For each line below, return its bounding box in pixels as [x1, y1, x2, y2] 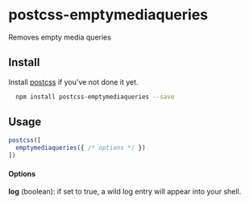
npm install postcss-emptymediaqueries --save [15, 93, 175, 101]
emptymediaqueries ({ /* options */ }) [15, 144, 147, 152]
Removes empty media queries [8, 32, 111, 42]
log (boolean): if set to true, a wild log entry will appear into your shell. [8, 187, 242, 197]
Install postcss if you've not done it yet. [8, 77, 139, 86]
